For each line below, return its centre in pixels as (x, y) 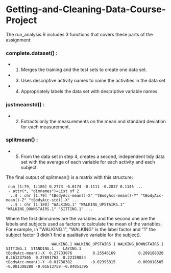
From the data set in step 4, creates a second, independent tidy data (93, 156)
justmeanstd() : (25, 105)
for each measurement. (45, 127)
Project (21, 20)
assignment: (19, 40)
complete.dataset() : (32, 53)
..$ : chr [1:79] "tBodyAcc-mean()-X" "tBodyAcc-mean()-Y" (75, 195)
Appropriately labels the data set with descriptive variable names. (90, 92)
